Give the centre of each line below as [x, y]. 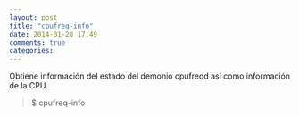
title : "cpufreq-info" [51, 26]
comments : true [37, 42]
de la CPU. [29, 86]
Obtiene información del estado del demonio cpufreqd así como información [150, 76]
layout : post [33, 17]
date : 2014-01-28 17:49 [54, 34]
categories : [31, 51]
